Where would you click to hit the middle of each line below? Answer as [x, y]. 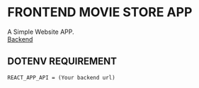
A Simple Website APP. [41, 32]
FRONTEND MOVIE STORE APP [100, 12]
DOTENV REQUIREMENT [62, 62]
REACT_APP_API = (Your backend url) [61, 77]
